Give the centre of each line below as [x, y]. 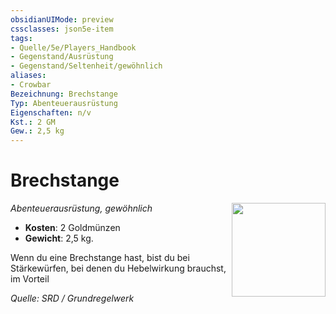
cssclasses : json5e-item [62, 29]
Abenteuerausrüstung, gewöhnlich [81, 208]
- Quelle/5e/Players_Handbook [73, 47]
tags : [21, 38]
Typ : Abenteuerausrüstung [64, 103]
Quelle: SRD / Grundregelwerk [72, 298]
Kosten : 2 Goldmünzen [72, 228]
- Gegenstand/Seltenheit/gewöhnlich [86, 66]
